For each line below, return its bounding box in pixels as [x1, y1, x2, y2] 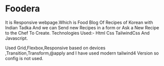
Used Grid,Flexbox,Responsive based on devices [5, 45, 106, 51]
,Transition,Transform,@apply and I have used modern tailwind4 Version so [5, 50, 159, 56]
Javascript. [5, 35, 28, 41]
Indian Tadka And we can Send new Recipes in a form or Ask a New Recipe [5, 24, 160, 30]
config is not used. [5, 55, 44, 61]
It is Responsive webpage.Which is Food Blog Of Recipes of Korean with [5, 19, 153, 25]
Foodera [5, 3, 40, 14]
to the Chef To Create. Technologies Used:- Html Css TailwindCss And [5, 30, 150, 36]
